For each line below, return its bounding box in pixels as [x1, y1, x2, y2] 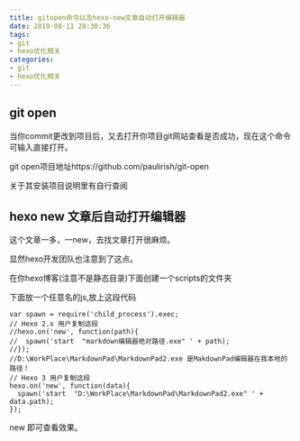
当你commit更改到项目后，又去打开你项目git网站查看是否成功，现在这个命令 [9, 130, 291, 141]
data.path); [9, 398, 54, 407]
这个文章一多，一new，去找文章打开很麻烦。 [9, 234, 176, 245]
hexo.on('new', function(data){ [9, 381, 131, 390]
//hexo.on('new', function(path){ [9, 327, 140, 336]
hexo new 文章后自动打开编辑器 [9, 208, 186, 224]
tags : [9, 30, 30, 39]
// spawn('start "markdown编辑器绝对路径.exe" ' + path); [9, 337, 231, 346]
